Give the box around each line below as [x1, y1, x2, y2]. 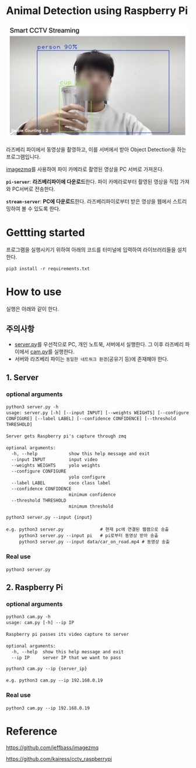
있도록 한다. [34, 205, 61, 212]
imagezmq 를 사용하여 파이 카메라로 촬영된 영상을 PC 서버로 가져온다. [6, 166, 164, 173]
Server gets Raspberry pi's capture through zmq [6, 433, 127, 439]
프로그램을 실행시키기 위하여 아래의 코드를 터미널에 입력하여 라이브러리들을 [6, 246, 176, 253]
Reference [6, 724, 57, 738]
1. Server [6, 373, 39, 383]
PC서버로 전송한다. [12, 185, 55, 192]
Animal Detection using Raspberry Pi [6, 4, 188, 18]
